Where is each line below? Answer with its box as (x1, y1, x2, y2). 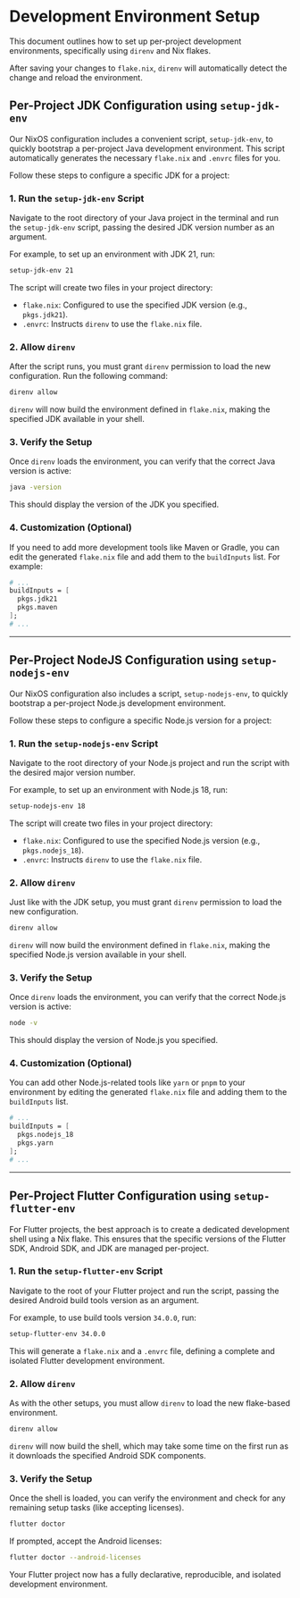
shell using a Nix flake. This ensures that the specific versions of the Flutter (9, 1233, 287, 1244)
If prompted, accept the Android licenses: (9, 1535, 162, 1547)
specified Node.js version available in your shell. (9, 949, 187, 960)
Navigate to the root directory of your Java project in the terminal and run (9, 213, 279, 223)
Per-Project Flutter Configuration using (9, 1189, 232, 1204)
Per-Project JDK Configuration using (9, 98, 218, 114)
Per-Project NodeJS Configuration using (9, 652, 239, 668)
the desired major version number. (9, 767, 136, 778)
